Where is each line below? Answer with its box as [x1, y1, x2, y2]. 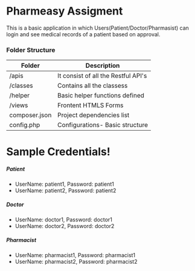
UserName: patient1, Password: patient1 [14, 180, 115, 188]
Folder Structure [6, 45, 56, 54]
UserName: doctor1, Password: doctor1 [14, 216, 113, 223]
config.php [9, 121, 40, 129]
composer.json [9, 111, 52, 119]
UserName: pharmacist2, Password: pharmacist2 [14, 258, 138, 266]
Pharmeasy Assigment [6, 4, 123, 18]
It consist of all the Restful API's [57, 71, 147, 80]
